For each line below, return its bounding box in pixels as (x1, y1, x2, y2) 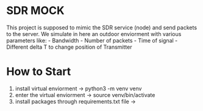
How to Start (6, 65, 71, 79)
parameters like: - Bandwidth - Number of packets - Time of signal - (6, 37, 178, 44)
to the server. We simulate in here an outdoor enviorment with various (6, 30, 182, 37)
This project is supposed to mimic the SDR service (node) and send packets (6, 24, 197, 31)
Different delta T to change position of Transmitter (6, 43, 132, 51)
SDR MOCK (6, 4, 65, 18)
